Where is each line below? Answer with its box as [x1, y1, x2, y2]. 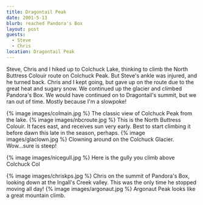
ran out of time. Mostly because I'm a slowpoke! [6, 98, 127, 105]
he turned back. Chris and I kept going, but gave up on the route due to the [6, 78, 194, 85]
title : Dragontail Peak [6, 9, 67, 15]
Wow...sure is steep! [6, 142, 57, 149]
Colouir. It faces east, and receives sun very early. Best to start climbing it [6, 123, 191, 130]
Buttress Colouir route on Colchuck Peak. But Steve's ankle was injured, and [6, 71, 198, 79]
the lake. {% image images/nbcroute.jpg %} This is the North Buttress [6, 116, 181, 123]
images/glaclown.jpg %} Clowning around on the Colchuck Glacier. [6, 135, 174, 143]
